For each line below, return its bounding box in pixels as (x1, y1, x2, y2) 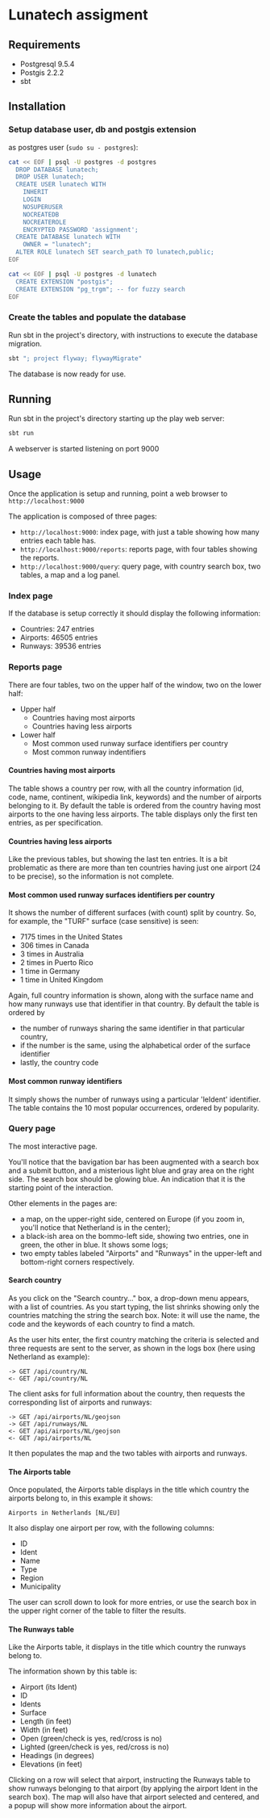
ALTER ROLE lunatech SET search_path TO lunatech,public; (15, 248, 215, 256)
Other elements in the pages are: (8, 1198, 118, 1208)
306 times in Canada (19, 941, 89, 951)
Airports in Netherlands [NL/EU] (8, 1509, 121, 1518)
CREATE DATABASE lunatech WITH (15, 233, 121, 241)
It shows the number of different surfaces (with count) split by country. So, (8, 908, 256, 917)
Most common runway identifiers (8, 1076, 123, 1085)
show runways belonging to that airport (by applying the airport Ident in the (8, 1783, 258, 1794)
